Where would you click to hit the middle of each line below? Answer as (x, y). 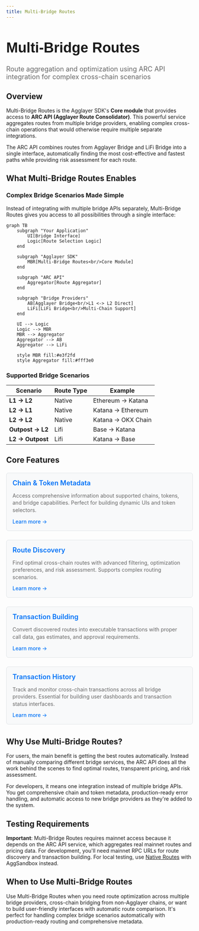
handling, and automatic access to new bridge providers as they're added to (99, 799)
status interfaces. (34, 704)
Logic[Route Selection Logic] (65, 241)
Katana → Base (114, 439)
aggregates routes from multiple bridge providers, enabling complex (89, 123)
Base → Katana (114, 429)
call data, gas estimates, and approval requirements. (76, 637)
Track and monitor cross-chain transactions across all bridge (87, 689)
